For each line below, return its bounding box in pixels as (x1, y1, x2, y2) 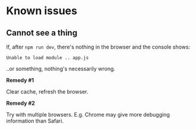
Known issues (6, 4, 77, 18)
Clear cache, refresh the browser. (6, 88, 88, 95)
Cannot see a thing (6, 28, 78, 38)
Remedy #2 (6, 99, 36, 107)
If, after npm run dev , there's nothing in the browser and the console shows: (6, 43, 191, 50)
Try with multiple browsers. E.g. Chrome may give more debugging (6, 111, 170, 118)
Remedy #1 (6, 77, 34, 83)
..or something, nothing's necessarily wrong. (6, 65, 116, 72)
